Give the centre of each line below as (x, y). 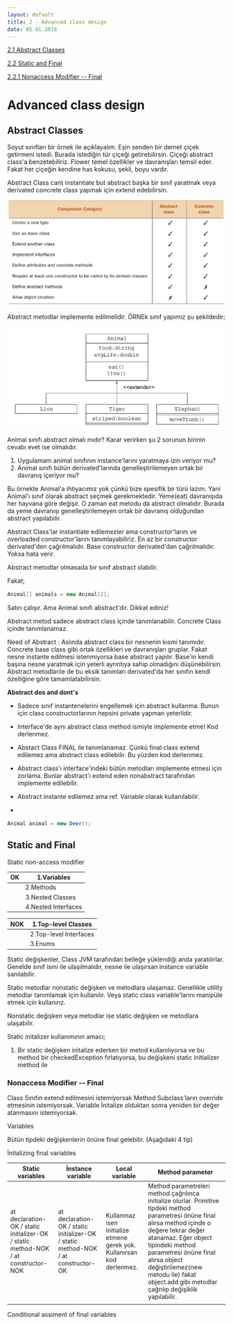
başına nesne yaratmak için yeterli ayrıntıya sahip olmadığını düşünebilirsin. (115, 664)
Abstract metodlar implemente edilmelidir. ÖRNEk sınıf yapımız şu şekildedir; (116, 317)
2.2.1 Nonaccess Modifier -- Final (55, 77)
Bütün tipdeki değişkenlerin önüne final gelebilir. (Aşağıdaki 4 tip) (100, 1140)
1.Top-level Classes (62, 924)
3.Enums (43, 944)
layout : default (31, 15)
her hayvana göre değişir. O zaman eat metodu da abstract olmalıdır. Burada (116, 504)
